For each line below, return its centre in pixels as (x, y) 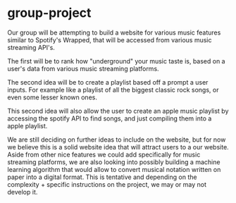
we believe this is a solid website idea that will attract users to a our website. (118, 147)
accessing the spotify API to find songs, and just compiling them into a (110, 118)
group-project (49, 13)
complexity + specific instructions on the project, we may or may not (107, 184)
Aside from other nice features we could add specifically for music (104, 154)
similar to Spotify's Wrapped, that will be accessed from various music (110, 39)
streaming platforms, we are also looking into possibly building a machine (114, 162)
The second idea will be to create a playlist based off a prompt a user (108, 82)
